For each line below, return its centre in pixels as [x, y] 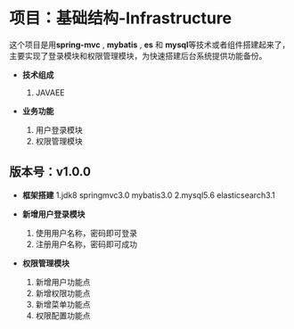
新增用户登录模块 [53, 214]
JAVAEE [50, 92]
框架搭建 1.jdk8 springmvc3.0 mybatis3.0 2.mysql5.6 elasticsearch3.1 [149, 195]
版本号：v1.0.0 [50, 172]
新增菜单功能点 [63, 304]
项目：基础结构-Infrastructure [121, 18]
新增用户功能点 [63, 282]
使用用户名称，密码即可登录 [86, 233]
